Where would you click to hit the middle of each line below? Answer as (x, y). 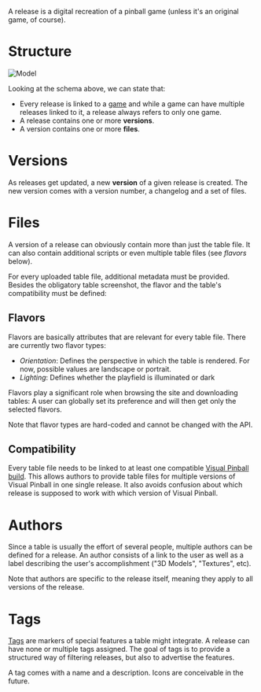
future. (19, 681)
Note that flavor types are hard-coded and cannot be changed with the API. (130, 424)
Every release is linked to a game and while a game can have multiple (132, 104)
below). (20, 261)
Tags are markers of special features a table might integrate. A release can (129, 641)
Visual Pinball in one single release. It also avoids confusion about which (125, 485)
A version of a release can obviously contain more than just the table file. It (129, 244)
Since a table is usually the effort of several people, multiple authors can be (130, 547)
